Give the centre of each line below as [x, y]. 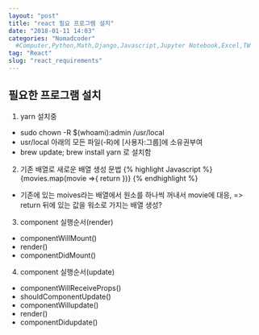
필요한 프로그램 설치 [55, 95]
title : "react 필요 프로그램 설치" [61, 23]
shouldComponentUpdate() [65, 296]
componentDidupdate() [59, 322]
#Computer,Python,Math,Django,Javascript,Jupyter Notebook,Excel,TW [133, 46]
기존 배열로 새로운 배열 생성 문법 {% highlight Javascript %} [116, 169]
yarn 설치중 [38, 116]
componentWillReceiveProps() [71, 287]
